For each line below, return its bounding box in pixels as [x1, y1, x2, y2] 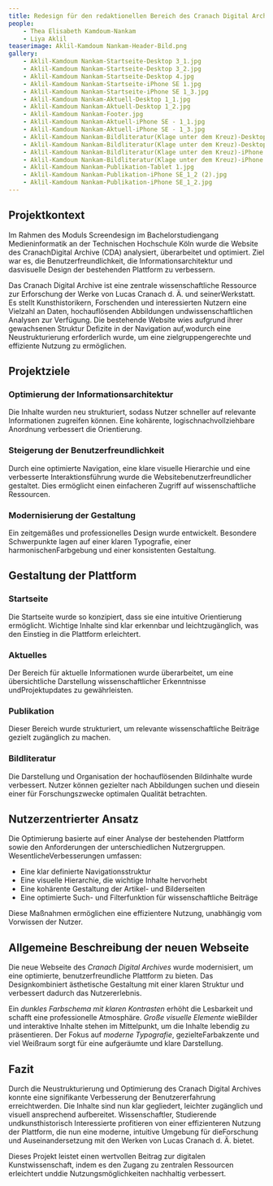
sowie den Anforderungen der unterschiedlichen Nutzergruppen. [8, 843, 226, 852]
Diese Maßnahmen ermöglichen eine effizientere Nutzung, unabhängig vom [8, 909, 262, 918]
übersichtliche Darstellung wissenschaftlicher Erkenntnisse [8, 676, 206, 686]
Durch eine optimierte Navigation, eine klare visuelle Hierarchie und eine [8, 463, 250, 473]
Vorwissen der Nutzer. [8, 917, 84, 927]
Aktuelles [8, 649, 47, 661]
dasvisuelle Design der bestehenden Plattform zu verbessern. [8, 264, 215, 274]
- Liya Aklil [23, 34, 67, 43]
